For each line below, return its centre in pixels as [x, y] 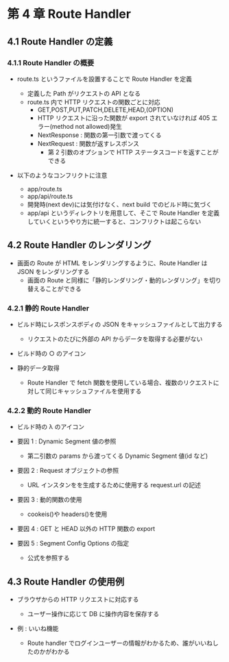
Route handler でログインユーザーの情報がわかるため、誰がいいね [120, 643]
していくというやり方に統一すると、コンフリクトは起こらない [114, 221]
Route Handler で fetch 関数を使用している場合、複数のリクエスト [120, 382]
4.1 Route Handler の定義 [60, 41]
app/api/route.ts [50, 196]
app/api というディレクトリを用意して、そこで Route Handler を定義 [123, 212]
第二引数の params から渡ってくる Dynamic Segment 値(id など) [118, 456]
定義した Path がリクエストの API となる [84, 93]
